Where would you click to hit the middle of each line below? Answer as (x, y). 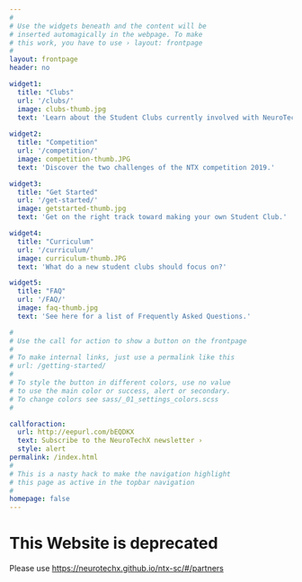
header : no (30, 68)
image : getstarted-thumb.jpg (72, 209)
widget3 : (26, 184)
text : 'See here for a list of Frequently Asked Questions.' (134, 316)
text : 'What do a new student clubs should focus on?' (122, 267)
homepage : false (40, 499)
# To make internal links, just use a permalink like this (122, 357)
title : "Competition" (58, 143)
